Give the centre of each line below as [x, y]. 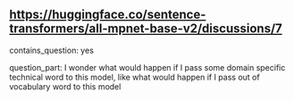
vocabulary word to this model [65, 86]
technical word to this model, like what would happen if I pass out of [135, 77]
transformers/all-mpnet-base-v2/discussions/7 [146, 29]
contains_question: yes [51, 50]
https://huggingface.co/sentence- [108, 15]
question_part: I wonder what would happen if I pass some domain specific [147, 67]
